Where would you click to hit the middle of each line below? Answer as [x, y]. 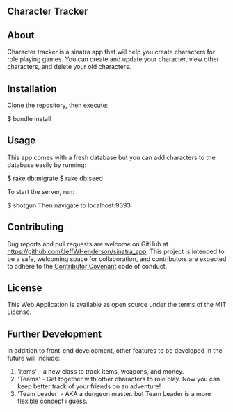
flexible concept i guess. [53, 401]
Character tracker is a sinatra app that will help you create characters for [111, 52]
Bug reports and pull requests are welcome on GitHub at [88, 244]
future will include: [34, 358]
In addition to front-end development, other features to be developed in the [115, 351]
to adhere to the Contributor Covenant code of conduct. [87, 266]
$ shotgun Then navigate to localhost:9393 [69, 205]
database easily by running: [47, 165]
